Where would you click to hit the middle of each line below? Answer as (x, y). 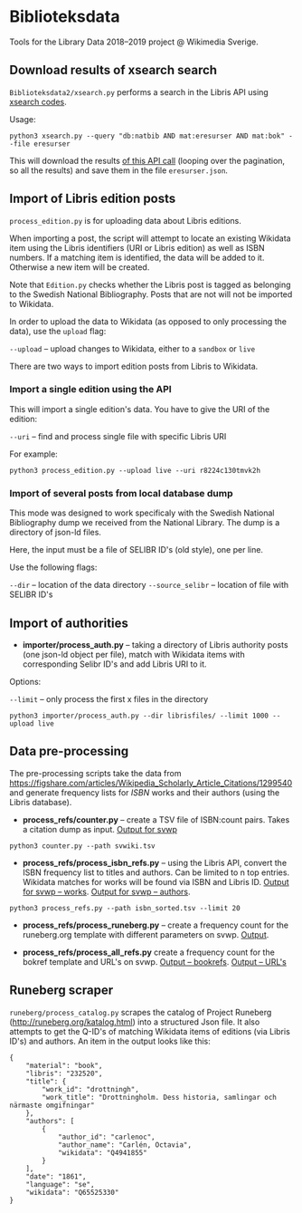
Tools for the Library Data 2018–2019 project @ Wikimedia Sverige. (134, 42)
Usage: (23, 119)
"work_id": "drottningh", (91, 1089)
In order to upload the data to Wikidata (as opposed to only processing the (148, 321)
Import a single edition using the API (90, 390)
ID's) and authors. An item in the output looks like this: (110, 1041)
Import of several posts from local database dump (121, 493)
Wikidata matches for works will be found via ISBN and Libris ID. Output (156, 881)
